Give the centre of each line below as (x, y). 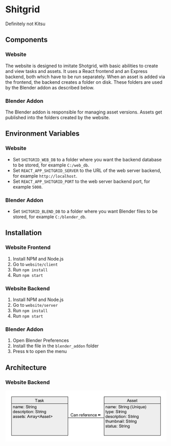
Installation (24, 233)
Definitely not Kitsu (25, 24)
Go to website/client (35, 264)
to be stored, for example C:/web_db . (51, 165)
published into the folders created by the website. (58, 117)
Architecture (26, 368)
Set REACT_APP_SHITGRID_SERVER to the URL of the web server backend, (87, 170)
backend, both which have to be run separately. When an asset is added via (85, 77)
